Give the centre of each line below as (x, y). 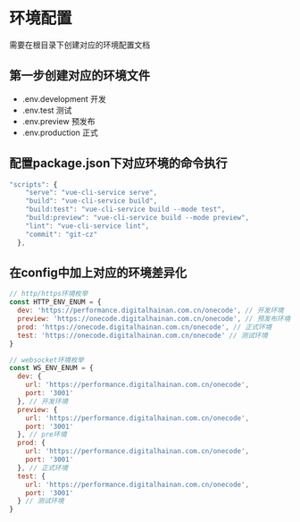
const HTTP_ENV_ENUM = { (55, 302)
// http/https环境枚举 (49, 294)
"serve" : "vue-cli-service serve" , (92, 193)
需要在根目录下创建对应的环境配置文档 (79, 45)
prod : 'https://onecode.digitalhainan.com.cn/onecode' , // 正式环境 (145, 327)
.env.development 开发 (64, 98)
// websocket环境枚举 (47, 360)
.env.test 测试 (47, 110)
